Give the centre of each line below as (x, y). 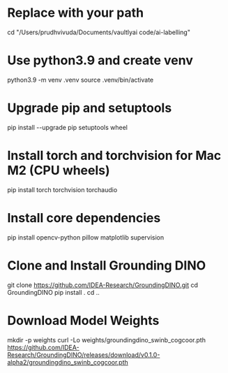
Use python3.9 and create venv (100, 60)
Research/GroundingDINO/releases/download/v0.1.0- (84, 355)
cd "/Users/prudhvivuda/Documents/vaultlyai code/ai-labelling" (99, 32)
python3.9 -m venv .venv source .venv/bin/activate (81, 80)
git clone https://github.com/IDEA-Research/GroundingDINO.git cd (103, 285)
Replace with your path (76, 13)
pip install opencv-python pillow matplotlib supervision (86, 237)
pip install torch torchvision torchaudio (62, 189)
